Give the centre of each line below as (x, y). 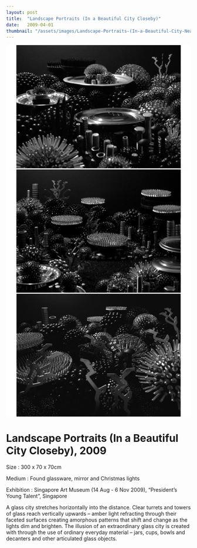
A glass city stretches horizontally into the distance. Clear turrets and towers (98, 508)
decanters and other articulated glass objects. (62, 539)
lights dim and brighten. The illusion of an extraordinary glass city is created (98, 526)
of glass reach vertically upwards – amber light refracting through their (91, 514)
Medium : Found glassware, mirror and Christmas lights (73, 479)
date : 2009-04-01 (30, 25)
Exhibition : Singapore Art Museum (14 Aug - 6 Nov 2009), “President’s (92, 490)
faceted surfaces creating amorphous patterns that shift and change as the (97, 520)
